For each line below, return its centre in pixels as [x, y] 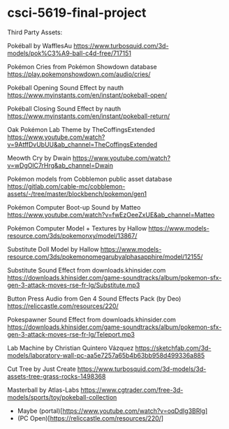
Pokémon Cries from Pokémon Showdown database [82, 66]
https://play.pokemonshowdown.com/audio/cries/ [79, 74]
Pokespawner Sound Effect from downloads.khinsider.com [92, 319]
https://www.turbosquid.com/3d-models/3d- [142, 369]
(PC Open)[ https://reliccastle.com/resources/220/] [90, 418]
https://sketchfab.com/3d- [173, 348]
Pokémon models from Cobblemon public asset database [90, 179]
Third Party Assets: [35, 32]
